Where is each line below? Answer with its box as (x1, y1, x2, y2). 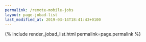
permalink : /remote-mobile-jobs (5, 7, 74, 13)
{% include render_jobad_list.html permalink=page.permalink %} (5, 31, 141, 37)
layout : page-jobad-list (5, 12, 58, 17)
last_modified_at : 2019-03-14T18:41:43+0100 (5, 17, 101, 22)
